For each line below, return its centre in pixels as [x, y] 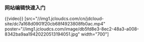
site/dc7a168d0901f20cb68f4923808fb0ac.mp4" [55, 24]
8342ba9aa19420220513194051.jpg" [42, 34]
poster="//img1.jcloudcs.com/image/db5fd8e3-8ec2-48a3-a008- [72, 29]
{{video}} [14, 19]
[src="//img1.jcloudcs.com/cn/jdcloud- [64, 19]
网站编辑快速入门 [25, 7]
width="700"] [95, 34]
